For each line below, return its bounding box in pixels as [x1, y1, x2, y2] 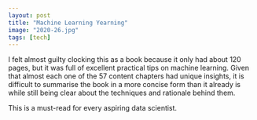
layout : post [8, 11, 51, 20]
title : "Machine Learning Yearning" [8, 19, 128, 27]
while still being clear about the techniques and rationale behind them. [8, 88, 236, 98]
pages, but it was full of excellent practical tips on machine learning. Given [8, 64, 250, 73]
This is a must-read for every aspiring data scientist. [8, 104, 178, 113]
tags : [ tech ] [8, 33, 51, 42]
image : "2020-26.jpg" [8, 26, 79, 34]
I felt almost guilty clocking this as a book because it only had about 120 [8, 55, 241, 64]
